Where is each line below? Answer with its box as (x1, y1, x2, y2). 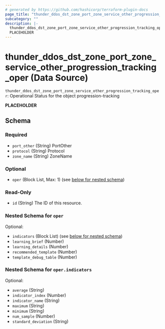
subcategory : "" (5, 16, 38, 21)
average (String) (12, 287, 45, 293)
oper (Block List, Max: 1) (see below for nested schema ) (12, 176, 125, 182)
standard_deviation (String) (12, 318, 69, 324)
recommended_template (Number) (12, 249, 78, 255)
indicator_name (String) (12, 297, 60, 303)
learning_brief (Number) (12, 238, 64, 244)
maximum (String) (12, 302, 45, 308)
